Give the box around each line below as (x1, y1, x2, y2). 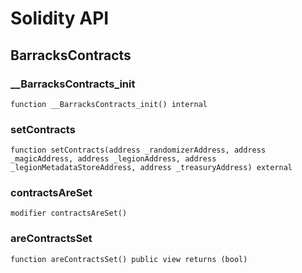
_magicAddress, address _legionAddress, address (10, 154, 217, 164)
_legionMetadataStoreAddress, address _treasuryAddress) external (10, 163, 293, 173)
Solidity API (10, 7, 110, 30)
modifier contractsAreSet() (10, 208, 128, 219)
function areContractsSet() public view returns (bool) (10, 254, 248, 264)
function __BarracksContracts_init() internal (10, 99, 208, 109)
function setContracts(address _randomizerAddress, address (10, 145, 267, 156)
